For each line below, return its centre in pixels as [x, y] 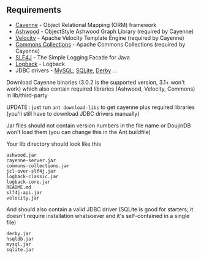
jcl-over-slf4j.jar [31, 171]
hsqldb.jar [20, 239]
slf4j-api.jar [25, 192]
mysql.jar [19, 244]
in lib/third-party [27, 95]
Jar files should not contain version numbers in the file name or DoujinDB [99, 126]
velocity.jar [23, 198]
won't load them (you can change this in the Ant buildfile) [79, 132]
